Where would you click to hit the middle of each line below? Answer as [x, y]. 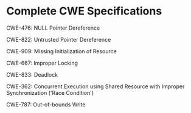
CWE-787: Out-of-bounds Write [46, 105]
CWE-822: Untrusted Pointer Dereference [59, 39]
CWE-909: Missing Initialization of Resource [61, 51]
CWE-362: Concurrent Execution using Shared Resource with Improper [95, 86]
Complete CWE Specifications [84, 11]
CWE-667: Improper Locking [42, 63]
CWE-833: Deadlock [32, 74]
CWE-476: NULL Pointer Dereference [53, 28]
